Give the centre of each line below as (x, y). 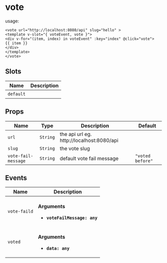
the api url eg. (76, 134)
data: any (58, 249)
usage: (12, 21)
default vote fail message (89, 158)
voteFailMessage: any (72, 218)
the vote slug (75, 148)
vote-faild (20, 211)
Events (16, 178)
